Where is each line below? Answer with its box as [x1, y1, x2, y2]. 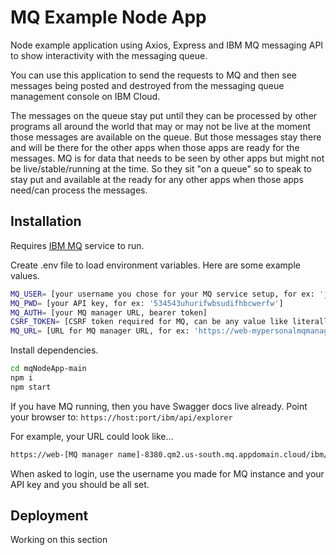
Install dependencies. [10, 344, 99, 356]
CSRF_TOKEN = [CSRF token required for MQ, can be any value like [10, 317, 288, 327]
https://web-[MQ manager [10, 449, 114, 460]
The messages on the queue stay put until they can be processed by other [10, 109, 318, 121]
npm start [10, 382, 52, 392]
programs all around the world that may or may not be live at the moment [10, 120, 312, 132]
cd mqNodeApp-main [10, 364, 87, 374]
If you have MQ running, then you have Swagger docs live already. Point [10, 400, 308, 412]
